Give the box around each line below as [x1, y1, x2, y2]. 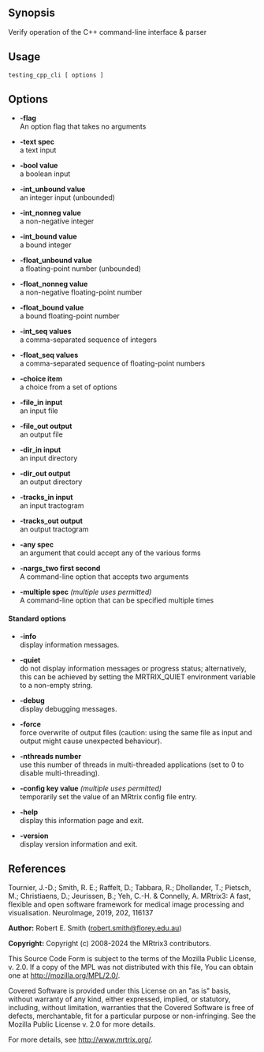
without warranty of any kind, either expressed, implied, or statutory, [8, 994, 231, 1004]
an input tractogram [19, 501, 84, 510]
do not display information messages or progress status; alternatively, [19, 663, 247, 673]
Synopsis [8, 6, 55, 20]
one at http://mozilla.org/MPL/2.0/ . [8, 971, 121, 980]
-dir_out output [19, 469, 71, 479]
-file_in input [19, 398, 63, 408]
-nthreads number [19, 751, 81, 761]
